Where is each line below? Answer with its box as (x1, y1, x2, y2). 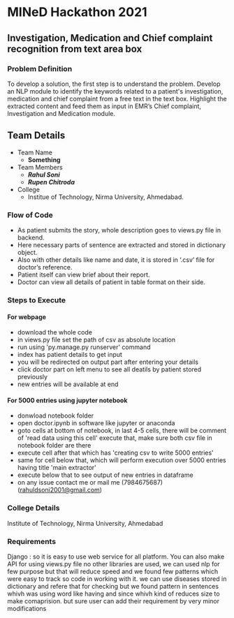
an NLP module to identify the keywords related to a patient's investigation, (7, 87, 224, 95)
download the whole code (17, 328, 93, 337)
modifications (7, 604, 47, 612)
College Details (7, 503, 60, 513)
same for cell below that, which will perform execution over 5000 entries (17, 456, 226, 464)
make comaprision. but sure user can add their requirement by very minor (7, 596, 220, 605)
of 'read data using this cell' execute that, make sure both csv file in (17, 434, 213, 442)
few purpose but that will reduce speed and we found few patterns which (7, 567, 219, 575)
